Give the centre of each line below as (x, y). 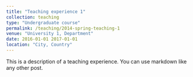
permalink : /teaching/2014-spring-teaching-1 (63, 28)
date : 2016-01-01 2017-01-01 (42, 39)
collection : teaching (33, 17)
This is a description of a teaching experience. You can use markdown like (97, 61)
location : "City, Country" (39, 45)
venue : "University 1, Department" (50, 34)
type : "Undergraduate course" (43, 23)
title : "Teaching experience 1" (46, 12)
